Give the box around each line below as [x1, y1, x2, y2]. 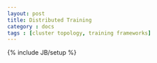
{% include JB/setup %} [7, 48, 77, 57]
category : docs [7, 23, 54, 30]
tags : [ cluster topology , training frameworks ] [7, 29, 151, 37]
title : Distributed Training [7, 17, 92, 24]
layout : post [7, 10, 45, 17]
